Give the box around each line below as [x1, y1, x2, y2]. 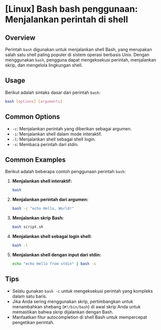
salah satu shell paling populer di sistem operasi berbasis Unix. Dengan [5, 52, 150, 58]
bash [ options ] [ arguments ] [5, 99, 63, 104]
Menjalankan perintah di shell [5, 14, 129, 25]
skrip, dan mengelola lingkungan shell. [5, 62, 83, 68]
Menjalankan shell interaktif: [12, 178, 72, 184]
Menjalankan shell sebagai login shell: [12, 233, 92, 239]
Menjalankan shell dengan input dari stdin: [12, 252, 102, 258]
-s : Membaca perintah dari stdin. [12, 141, 79, 147]
